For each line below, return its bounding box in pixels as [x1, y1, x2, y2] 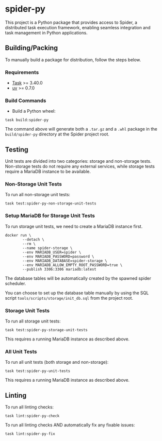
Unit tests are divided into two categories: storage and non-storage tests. [5, 158, 152, 164]
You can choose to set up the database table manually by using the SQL [5, 290, 149, 296]
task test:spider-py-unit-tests [5, 369, 70, 373]
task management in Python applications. [5, 30, 88, 35]
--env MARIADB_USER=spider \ [22, 250, 81, 254]
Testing [5, 145, 29, 153]
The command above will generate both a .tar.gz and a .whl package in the [5, 126, 158, 132]
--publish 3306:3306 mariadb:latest [22, 267, 97, 271]
